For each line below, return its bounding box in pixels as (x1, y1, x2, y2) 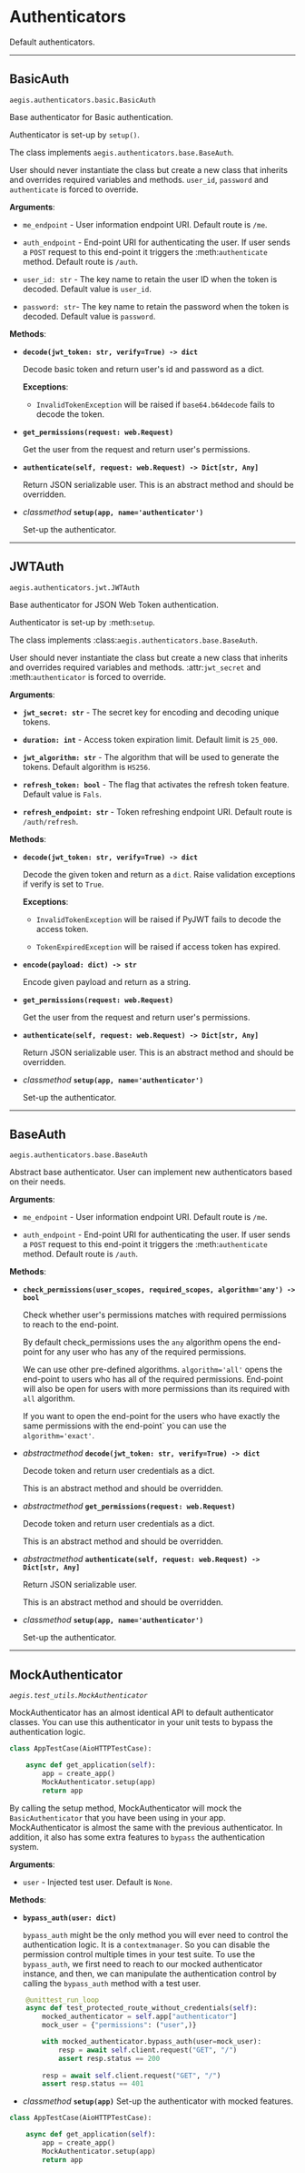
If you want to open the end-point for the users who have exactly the (22, 1411, 280, 1422)
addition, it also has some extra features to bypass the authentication (9, 1832, 265, 1843)
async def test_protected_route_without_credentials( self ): (25, 2004, 258, 2013)
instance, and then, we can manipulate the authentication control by (22, 1968, 277, 1979)
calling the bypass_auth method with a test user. (22, 1977, 202, 1988)
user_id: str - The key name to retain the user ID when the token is (22, 273, 278, 284)
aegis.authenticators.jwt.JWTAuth (9, 583, 141, 593)
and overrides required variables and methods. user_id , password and (9, 174, 270, 185)
